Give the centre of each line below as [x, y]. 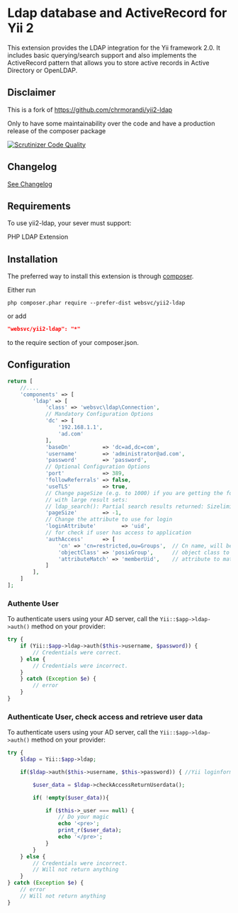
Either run [22, 290]
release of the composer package [57, 131]
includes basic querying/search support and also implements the [102, 55]
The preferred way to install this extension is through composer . [101, 276]
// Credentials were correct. [77, 652]
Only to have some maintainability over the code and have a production [111, 123]
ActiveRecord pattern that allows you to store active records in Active [108, 62]
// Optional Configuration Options [98, 467]
